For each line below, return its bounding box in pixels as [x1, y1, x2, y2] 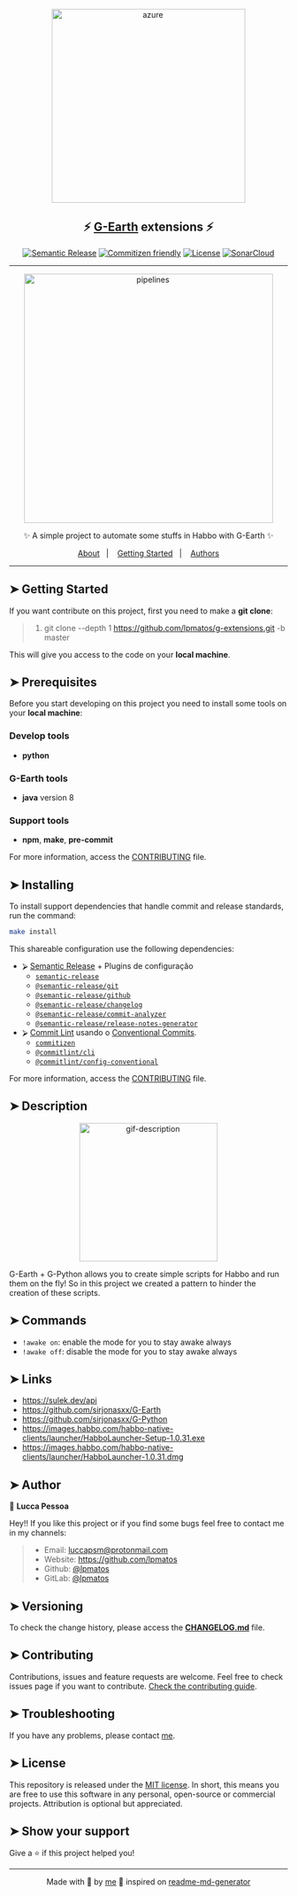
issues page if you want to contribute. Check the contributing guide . [9, 1681, 258, 1691]
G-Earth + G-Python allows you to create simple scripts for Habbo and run [9, 1268, 280, 1279]
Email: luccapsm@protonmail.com [43, 1545, 169, 1556]
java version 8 [21, 792, 74, 803]
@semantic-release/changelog [34, 1001, 143, 1010]
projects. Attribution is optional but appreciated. [9, 1798, 183, 1808]
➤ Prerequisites [9, 675, 97, 691]
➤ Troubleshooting [9, 1706, 116, 1721]
